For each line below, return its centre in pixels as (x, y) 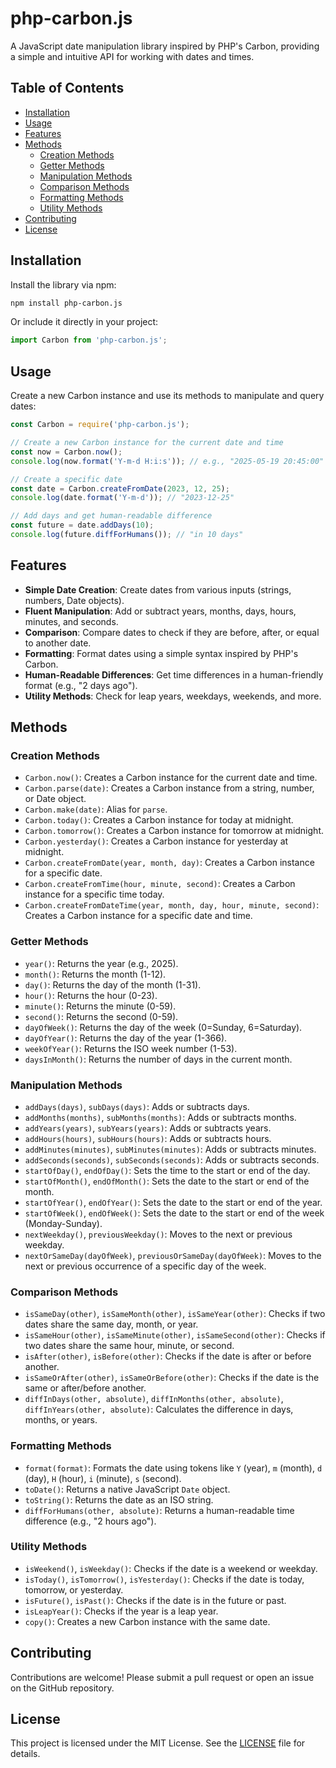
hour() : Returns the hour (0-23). (91, 995)
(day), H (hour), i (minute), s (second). (103, 1478)
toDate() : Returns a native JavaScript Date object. (127, 1489)
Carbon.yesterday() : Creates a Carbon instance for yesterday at (156, 841)
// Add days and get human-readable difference (111, 516)
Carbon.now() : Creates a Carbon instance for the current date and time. (171, 778)
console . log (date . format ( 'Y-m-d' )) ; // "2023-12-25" (122, 498)
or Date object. (55, 799)
